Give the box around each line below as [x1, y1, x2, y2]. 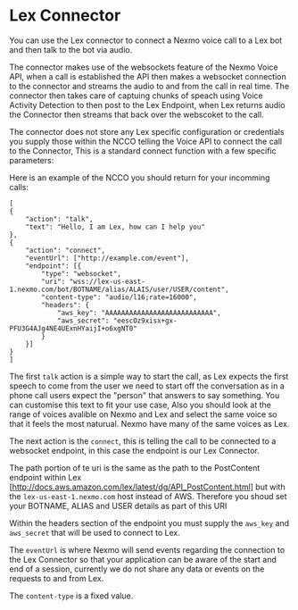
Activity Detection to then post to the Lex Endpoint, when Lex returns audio [9, 99, 286, 110]
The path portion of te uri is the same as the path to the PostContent [9, 462, 261, 473]
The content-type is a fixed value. [9, 590, 134, 601]
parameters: [9, 155, 54, 165]
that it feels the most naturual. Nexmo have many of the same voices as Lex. [9, 418, 290, 429]
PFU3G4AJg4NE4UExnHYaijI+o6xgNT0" [9, 323, 138, 333]
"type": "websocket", [41, 269, 122, 278]
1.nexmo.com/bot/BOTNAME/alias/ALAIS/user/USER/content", [9, 285, 229, 294]
